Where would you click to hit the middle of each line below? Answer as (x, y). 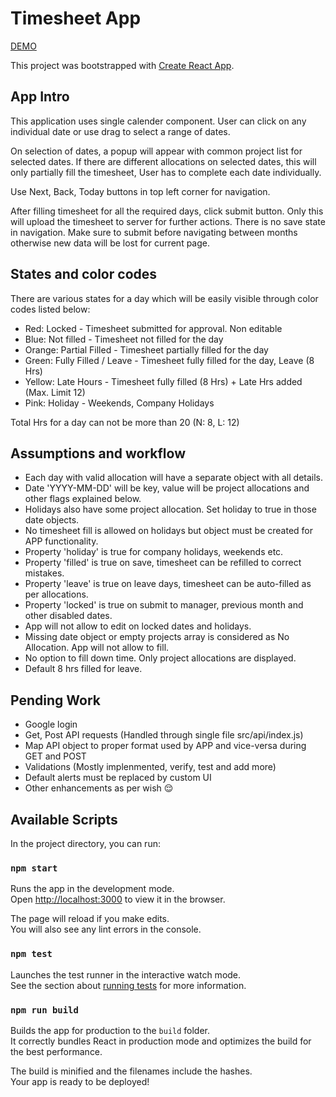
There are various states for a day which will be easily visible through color (164, 298)
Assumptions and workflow (98, 453)
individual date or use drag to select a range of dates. (120, 131)
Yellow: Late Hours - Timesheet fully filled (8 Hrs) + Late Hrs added (163, 381)
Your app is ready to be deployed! (80, 1081)
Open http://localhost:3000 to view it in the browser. (118, 899)
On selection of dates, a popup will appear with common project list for (156, 151)
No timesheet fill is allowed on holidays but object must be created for (169, 531)
